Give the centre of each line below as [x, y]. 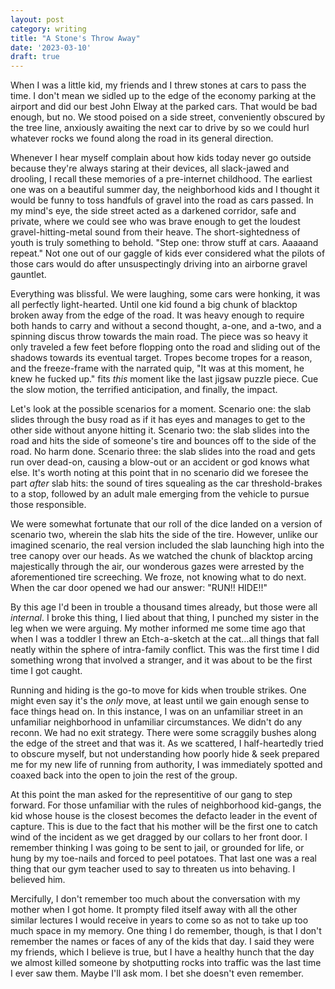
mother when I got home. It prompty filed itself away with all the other [154, 910]
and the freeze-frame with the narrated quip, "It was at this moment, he [157, 368]
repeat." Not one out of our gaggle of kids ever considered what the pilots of [168, 253]
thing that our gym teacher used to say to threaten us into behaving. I [153, 869]
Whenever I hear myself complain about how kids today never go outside [161, 158]
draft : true [35, 57]
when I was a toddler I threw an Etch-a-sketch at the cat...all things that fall [165, 639]
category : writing [48, 29]
